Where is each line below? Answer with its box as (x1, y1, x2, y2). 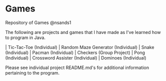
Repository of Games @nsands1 (5, 19, 71, 25)
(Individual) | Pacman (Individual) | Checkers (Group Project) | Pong (5, 49, 145, 55)
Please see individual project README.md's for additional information (5, 64, 149, 70)
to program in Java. (5, 34, 46, 40)
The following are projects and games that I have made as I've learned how (5, 29, 161, 35)
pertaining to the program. (5, 69, 60, 75)
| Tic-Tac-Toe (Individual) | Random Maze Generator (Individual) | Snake (5, 44, 154, 50)
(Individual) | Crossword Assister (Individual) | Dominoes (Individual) (5, 54, 147, 60)
